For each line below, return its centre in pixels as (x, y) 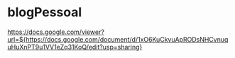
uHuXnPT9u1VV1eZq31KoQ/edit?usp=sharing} (75, 47)
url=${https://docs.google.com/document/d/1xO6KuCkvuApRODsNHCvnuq (118, 39)
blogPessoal (45, 12)
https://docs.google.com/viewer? (56, 32)
